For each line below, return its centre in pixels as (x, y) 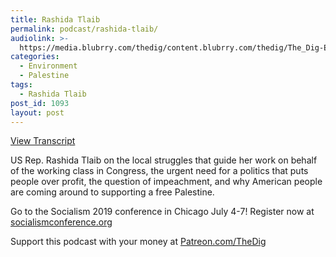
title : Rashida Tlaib (55, 19)
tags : (21, 85)
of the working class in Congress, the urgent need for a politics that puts (159, 171)
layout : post (37, 112)
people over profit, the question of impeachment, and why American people (166, 182)
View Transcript (43, 141)
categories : (35, 57)
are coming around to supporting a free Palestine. (112, 192)
